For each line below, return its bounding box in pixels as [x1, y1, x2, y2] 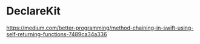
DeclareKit [6, 4, 61, 18]
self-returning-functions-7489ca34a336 [6, 30, 107, 37]
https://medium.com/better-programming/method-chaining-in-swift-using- [6, 24, 194, 31]
